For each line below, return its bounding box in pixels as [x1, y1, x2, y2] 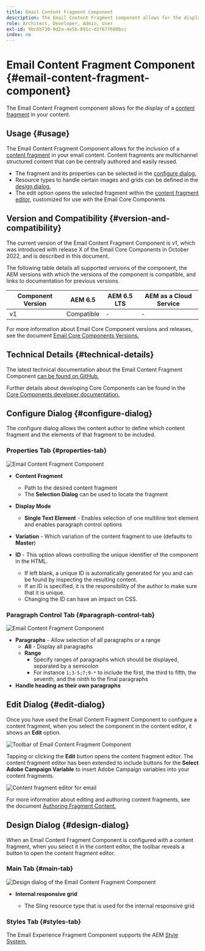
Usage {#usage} [6, 129, 70, 139]
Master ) [15, 539, 36, 546]
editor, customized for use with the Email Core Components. [15, 195, 167, 203]
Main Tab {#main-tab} [6, 864, 73, 873]
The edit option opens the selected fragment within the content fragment [15, 189, 199, 196]
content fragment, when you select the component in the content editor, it [6, 722, 192, 729]
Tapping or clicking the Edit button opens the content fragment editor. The [6, 752, 193, 759]
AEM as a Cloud [145, 291, 192, 300]
